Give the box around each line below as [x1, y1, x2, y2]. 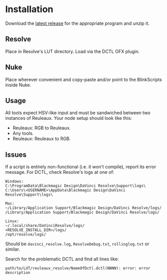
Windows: [5, 179, 24, 184]
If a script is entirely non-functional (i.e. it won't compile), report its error [5, 164, 156, 170]
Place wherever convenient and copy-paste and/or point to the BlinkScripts [5, 76, 162, 82]
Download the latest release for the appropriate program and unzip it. [5, 20, 150, 26]
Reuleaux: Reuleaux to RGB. [12, 135, 71, 142]
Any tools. [12, 130, 34, 136]
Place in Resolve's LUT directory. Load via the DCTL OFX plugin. [5, 48, 140, 54]
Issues [5, 150, 27, 159]
